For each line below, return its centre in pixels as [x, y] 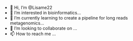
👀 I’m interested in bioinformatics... [45, 13]
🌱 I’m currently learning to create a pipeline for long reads [69, 18]
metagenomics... [27, 23]
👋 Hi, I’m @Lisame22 [31, 8]
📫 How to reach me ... [33, 34]
